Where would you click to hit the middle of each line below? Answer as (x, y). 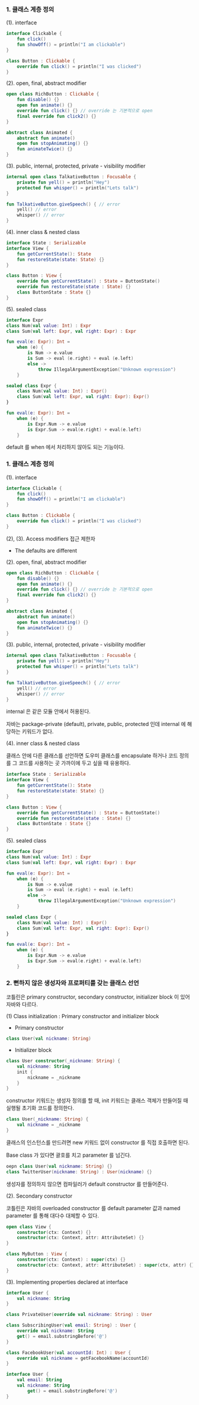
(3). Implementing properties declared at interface (67, 1282)
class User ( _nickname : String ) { (47, 1119)
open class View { (29, 1227)
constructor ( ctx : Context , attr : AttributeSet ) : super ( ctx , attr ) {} (106, 1265)
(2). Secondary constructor (39, 1196)
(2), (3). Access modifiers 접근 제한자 (51, 538)
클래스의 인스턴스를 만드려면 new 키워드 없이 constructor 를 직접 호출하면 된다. (98, 1142)
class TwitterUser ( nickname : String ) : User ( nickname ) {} (79, 1172)
